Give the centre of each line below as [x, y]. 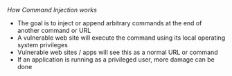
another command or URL [54, 30]
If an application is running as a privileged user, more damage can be [116, 60]
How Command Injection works [52, 10]
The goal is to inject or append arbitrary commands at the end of [109, 23]
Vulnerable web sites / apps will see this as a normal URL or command [117, 52]
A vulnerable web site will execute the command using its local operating [121, 38]
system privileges [42, 45]
